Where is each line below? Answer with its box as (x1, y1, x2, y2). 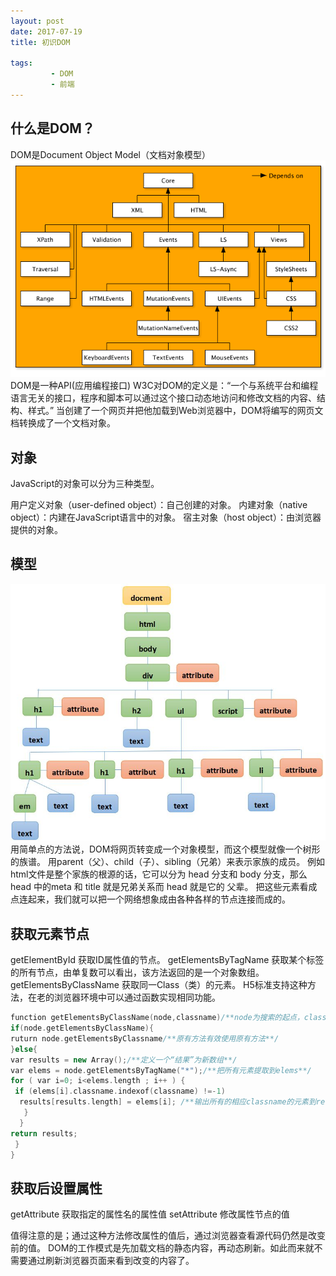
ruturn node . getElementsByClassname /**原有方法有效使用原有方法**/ (10, 1033, 280, 1044)
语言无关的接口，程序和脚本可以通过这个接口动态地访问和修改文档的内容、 (10, 392, 317, 404)
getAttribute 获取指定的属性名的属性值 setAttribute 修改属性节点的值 (10, 1208, 290, 1220)
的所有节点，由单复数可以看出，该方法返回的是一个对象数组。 (10, 966, 265, 979)
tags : (10, 58, 33, 69)
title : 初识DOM (10, 37, 71, 47)
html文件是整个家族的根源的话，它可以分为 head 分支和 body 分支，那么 (10, 868, 308, 880)
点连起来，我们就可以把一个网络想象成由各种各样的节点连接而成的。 (10, 893, 291, 905)
